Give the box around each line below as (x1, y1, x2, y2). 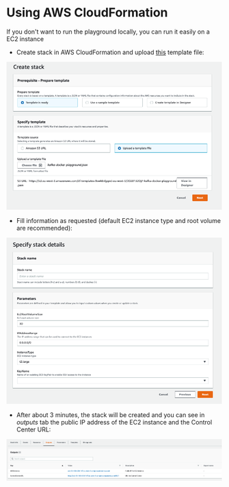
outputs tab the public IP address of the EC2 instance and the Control (16, 418, 213, 427)
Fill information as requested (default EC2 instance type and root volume (16, 217, 221, 225)
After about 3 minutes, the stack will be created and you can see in (16, 411, 205, 419)
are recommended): (16, 224, 72, 233)
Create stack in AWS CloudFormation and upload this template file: (16, 48, 204, 56)
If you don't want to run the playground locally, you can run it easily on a (6, 27, 210, 36)
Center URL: (16, 425, 51, 433)
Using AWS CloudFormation (6, 5, 168, 21)
